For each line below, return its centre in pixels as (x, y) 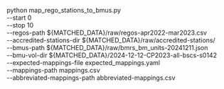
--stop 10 (20, 25)
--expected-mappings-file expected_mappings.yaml (84, 63)
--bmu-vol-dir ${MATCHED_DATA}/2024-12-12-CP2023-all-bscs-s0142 (112, 55)
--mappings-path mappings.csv (53, 70)
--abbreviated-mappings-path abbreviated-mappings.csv (91, 78)
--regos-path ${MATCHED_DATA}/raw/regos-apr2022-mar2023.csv (107, 32)
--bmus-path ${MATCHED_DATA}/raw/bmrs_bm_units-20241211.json (107, 48)
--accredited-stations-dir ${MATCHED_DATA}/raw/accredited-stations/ (111, 40)
